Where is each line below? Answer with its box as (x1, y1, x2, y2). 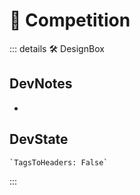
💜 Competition (9, 9, 131, 32)
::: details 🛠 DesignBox (9, 42, 105, 54)
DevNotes (9, 75, 73, 93)
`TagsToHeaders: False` (9, 157, 109, 168)
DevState (9, 131, 69, 148)
